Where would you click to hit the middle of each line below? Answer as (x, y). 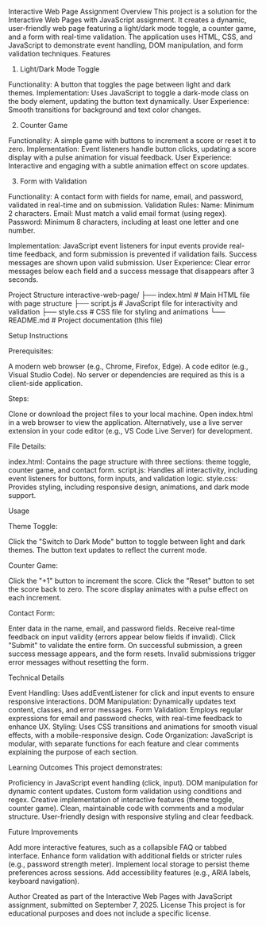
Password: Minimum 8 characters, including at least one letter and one (124, 222)
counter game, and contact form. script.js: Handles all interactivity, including (133, 470)
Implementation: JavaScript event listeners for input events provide (118, 246)
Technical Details (37, 677)
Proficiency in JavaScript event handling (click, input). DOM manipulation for (133, 783)
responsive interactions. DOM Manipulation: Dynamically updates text (122, 701)
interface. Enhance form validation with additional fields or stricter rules (125, 856)
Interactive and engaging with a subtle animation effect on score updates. (129, 166)
